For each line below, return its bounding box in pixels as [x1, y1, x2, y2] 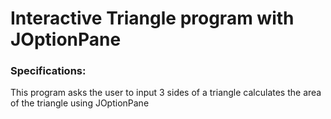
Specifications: [10, 64, 87, 78]
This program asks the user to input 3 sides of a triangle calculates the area [10, 87, 322, 99]
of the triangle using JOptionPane [10, 97, 150, 109]
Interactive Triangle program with [10, 7, 295, 30]
